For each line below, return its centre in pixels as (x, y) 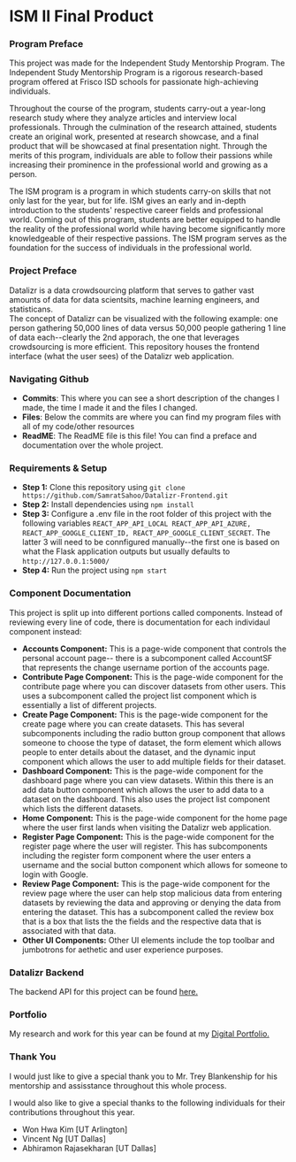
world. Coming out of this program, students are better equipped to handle (145, 219)
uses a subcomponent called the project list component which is (139, 696)
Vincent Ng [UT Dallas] (64, 1138)
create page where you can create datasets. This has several (133, 724)
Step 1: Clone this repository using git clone (103, 488)
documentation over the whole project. (92, 445)
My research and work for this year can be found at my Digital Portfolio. (139, 1034)
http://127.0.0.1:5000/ (66, 562)
